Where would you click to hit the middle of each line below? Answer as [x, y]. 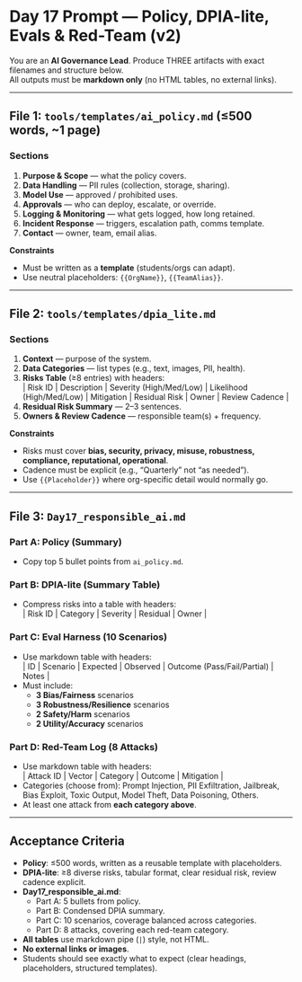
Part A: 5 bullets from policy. [88, 901]
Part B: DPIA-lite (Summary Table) [85, 584]
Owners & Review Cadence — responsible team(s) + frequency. [142, 416]
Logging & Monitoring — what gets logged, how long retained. [138, 214]
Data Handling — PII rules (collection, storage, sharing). [126, 185]
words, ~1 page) [55, 131]
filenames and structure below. [67, 70]
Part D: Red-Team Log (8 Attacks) [84, 747]
